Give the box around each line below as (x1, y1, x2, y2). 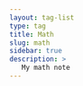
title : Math (9, 30, 54, 39)
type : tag (9, 21, 47, 30)
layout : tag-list (9, 13, 75, 22)
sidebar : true (9, 47, 63, 56)
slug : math (9, 38, 51, 47)
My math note (21, 64, 70, 73)
